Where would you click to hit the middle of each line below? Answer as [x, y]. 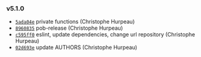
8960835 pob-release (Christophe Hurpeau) [69, 28]
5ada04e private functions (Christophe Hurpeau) [75, 22]
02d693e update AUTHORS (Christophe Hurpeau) [76, 47]
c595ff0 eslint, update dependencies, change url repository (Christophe [105, 35]
